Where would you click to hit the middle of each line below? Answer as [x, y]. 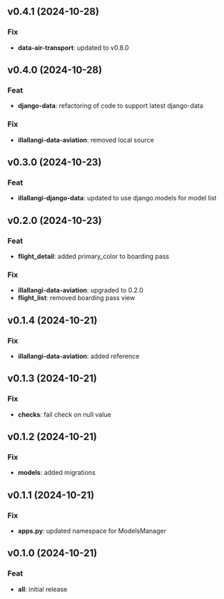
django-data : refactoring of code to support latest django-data [110, 106]
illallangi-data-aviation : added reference [78, 357]
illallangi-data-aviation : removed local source [86, 140]
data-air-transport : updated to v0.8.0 [73, 47]
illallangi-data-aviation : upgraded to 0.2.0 [81, 290]
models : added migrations [57, 473]
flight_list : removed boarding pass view [76, 298]
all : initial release [42, 589]
